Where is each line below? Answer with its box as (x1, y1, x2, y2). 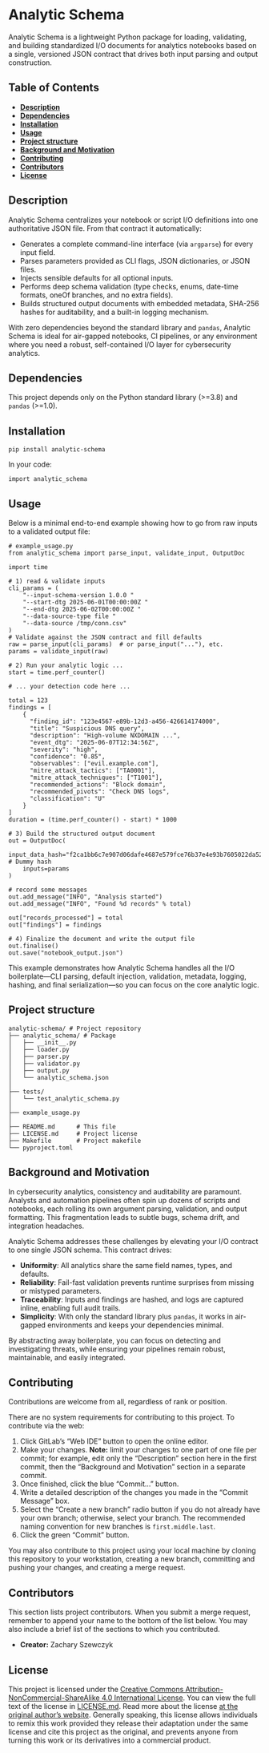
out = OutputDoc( (8, 837, 66, 845)
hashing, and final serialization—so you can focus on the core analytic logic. (8, 980, 260, 989)
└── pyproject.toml (8, 1144, 74, 1152)
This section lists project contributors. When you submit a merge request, (8, 1607, 251, 1617)
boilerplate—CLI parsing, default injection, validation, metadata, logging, (8, 971, 247, 981)
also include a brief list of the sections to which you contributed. (8, 1625, 220, 1634)
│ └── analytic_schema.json (8, 1073, 110, 1081)
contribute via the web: (8, 1421, 85, 1431)
